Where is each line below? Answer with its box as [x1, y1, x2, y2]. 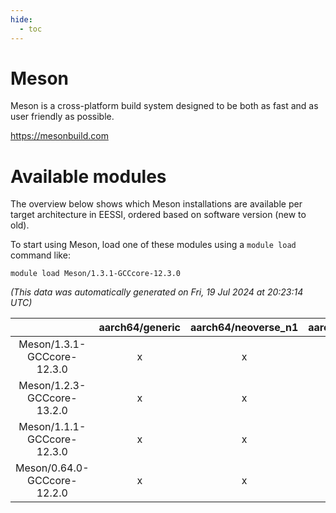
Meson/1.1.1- [18, 420, 87, 434]
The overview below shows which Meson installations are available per [10, 198, 303, 210]
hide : [10, 14, 33, 25]
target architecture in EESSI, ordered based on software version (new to [10, 209, 307, 221]
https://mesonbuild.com [10, 130, 109, 142]
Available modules [10, 165, 167, 188]
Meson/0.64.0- [15, 461, 90, 475]
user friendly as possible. [10, 111, 115, 123]
